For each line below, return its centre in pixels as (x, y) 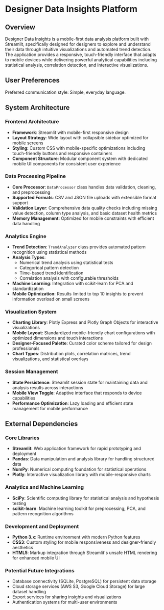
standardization (28, 289)
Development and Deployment (42, 526)
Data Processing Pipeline (35, 176)
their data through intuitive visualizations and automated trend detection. (78, 49)
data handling (26, 223)
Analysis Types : (29, 257)
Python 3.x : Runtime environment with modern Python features (76, 537)
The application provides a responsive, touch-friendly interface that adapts (81, 54)
